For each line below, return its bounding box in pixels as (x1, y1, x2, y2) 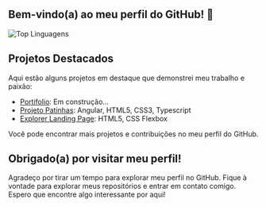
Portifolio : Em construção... (19, 97, 110, 106)
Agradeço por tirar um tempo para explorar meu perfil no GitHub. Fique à (8, 173, 248, 182)
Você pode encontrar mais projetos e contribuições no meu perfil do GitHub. (8, 128, 259, 139)
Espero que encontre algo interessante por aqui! (8, 190, 167, 199)
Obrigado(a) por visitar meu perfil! (8, 152, 182, 166)
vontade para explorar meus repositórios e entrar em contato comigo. (8, 182, 237, 191)
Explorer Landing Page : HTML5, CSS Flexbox (19, 113, 168, 123)
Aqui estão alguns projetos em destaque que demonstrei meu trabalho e (8, 73, 245, 82)
